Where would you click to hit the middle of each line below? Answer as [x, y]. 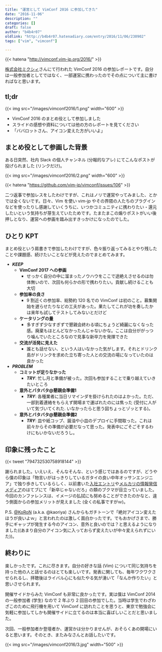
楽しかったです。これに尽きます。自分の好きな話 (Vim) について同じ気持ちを [81, 566]
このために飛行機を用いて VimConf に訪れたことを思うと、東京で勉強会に [82, 606]
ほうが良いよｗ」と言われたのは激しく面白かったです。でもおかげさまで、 [79, 518]
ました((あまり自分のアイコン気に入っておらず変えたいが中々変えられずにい [81, 530]
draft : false [18, 28]
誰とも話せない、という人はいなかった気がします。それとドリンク [92, 349]
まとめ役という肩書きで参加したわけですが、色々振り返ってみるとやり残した [81, 249]
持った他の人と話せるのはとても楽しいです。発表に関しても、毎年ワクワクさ [81, 572]
